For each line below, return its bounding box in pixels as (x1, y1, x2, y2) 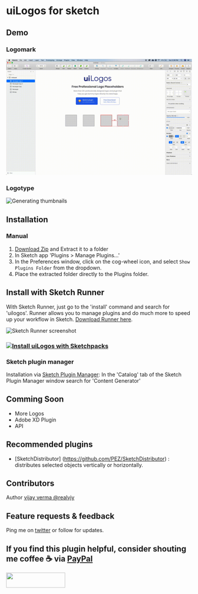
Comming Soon (6, 394, 64, 404)
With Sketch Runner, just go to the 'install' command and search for (6, 303, 170, 310)
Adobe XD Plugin (14, 416, 57, 423)
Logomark (6, 45, 37, 54)
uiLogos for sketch (6, 4, 100, 18)
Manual (6, 232, 28, 240)
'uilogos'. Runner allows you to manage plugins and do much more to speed (6, 309, 190, 316)
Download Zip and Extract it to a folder (14, 245, 109, 253)
